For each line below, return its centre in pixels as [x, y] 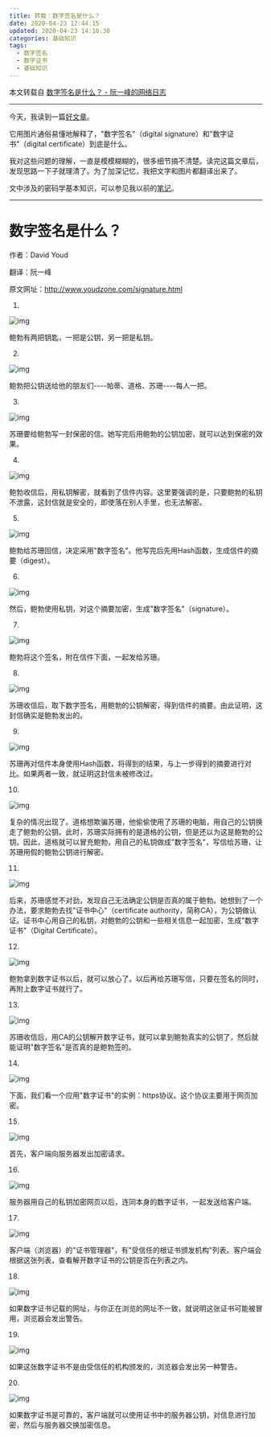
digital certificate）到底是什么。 [79, 144]
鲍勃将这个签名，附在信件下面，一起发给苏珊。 [86, 657]
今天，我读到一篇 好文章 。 [51, 117]
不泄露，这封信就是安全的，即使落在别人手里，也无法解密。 [108, 502]
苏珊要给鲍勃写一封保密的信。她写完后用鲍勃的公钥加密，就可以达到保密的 [132, 433]
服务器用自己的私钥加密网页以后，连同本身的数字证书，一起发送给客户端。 [132, 1201]
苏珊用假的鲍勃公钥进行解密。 [58, 852]
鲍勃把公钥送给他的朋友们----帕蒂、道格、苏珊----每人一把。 [110, 385]
